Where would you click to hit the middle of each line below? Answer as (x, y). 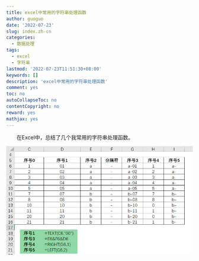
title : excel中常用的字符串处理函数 (46, 12)
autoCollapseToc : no (32, 100)
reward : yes (21, 113)
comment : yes (22, 88)
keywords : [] (22, 75)
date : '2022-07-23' (30, 25)
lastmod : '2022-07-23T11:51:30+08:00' (54, 69)
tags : (13, 50)
